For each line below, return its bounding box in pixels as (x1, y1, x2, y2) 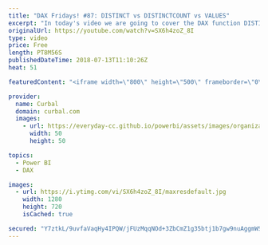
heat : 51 (8, 64, 37, 72)
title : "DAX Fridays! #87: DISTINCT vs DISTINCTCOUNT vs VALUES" (8, 11, 230, 20)
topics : (8, 151, 34, 160)
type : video (8, 34, 48, 42)
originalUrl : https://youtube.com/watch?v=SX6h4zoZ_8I (8, 26, 195, 34)
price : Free (8, 41, 48, 49)
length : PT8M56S (8, 49, 62, 57)
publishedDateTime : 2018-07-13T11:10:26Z (8, 57, 148, 65)
